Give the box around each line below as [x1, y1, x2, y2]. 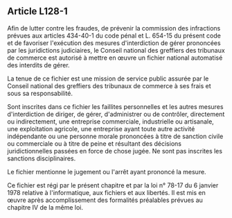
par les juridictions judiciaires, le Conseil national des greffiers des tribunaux [7, 46, 225, 54]
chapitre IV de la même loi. [7, 203, 84, 211]
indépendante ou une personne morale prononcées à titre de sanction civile [7, 132, 224, 140]
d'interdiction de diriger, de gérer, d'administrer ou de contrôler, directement [7, 110, 225, 118]
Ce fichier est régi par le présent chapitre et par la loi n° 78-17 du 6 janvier [7, 181, 219, 190]
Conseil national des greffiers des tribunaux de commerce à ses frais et [7, 81, 211, 90]
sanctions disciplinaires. [7, 154, 76, 162]
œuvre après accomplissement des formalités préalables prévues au [7, 196, 203, 204]
